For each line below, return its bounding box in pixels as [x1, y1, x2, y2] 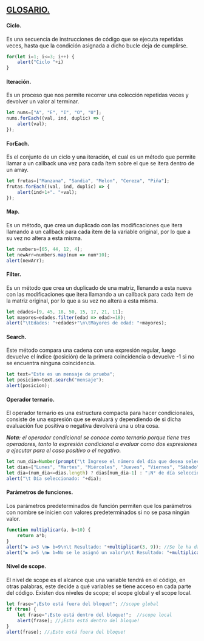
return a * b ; [17, 532, 47, 538]
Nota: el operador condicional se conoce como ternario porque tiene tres [6, 434, 191, 441]
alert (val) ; [17, 121, 47, 127]
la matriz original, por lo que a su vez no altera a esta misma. [6, 297, 158, 304]
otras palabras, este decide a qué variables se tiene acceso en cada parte [6, 583, 191, 590]
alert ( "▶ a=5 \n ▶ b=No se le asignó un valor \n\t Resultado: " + [6, 549, 172, 555]
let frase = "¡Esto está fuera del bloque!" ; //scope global [6, 601, 159, 607]
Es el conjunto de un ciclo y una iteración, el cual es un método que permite [6, 153, 196, 160]
